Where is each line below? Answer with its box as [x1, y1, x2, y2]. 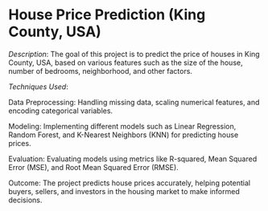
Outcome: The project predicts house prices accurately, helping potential [8, 178, 251, 188]
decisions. [8, 195, 43, 205]
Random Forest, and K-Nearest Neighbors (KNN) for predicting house [8, 130, 239, 140]
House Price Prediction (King [8, 6, 206, 24]
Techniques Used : [8, 82, 68, 91]
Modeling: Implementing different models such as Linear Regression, [8, 121, 237, 131]
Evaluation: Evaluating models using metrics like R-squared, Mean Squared [8, 154, 258, 164]
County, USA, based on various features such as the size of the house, [8, 58, 243, 67]
